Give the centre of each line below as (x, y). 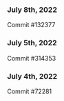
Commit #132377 (31, 25)
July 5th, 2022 (32, 43)
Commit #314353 (32, 58)
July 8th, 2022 (32, 10)
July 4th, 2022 (32, 76)
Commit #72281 (30, 91)
